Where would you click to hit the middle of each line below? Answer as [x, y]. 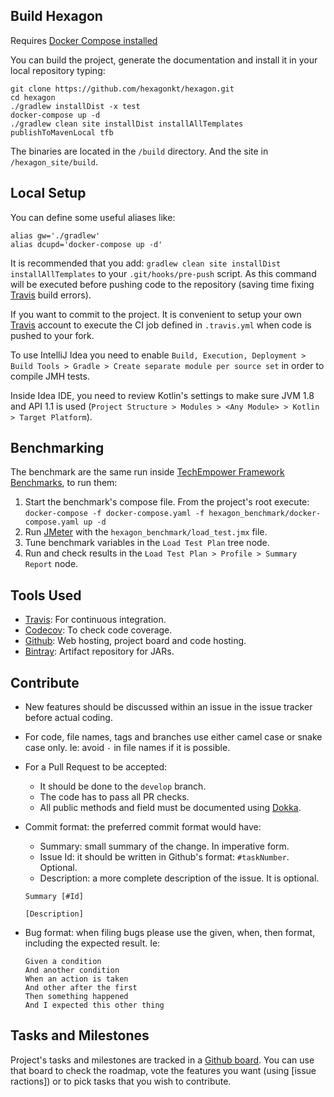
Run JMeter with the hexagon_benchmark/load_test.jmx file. [146, 532]
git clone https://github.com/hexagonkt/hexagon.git [122, 89]
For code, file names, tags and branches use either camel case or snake [173, 737]
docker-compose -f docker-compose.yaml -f [114, 514]
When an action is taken [76, 979]
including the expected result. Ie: [92, 943]
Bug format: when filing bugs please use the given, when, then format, [170, 933]
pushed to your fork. [52, 335]
